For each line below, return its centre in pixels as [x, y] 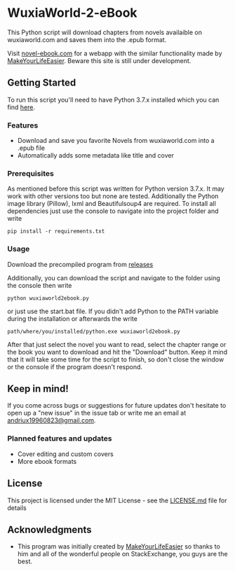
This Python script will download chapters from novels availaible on [105, 32]
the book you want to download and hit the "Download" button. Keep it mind [117, 352]
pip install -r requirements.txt [56, 232]
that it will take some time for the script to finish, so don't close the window [116, 359]
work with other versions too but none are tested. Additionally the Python [113, 196]
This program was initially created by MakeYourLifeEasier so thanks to [119, 546]
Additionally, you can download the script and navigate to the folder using [114, 277]
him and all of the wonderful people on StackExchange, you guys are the [122, 554]
